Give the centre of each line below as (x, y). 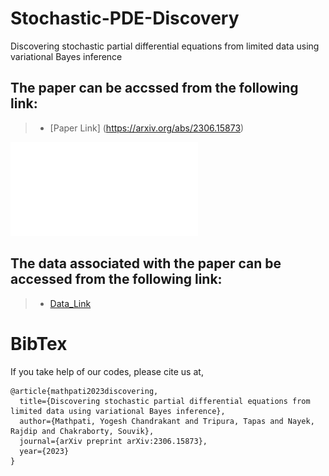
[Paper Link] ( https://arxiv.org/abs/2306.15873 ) (147, 128)
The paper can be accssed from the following (154, 88)
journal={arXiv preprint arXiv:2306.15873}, (113, 441)
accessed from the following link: (116, 279)
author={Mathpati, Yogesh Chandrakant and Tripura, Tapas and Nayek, (167, 421)
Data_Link (70, 303)
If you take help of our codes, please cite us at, (107, 371)
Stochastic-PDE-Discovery (125, 18)
